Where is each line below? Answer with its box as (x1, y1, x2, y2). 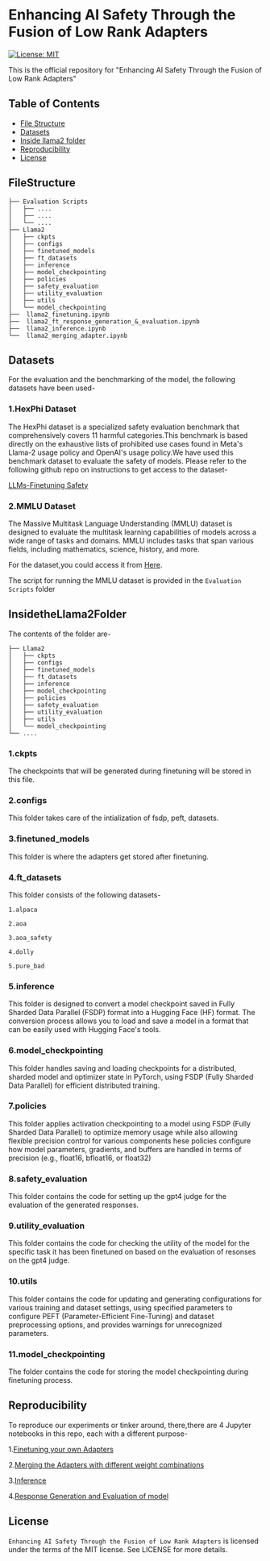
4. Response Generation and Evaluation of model (8, 1491, 169, 1501)
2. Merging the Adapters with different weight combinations (8, 1459, 205, 1469)
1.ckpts (8, 747, 38, 759)
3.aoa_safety (8, 934, 52, 942)
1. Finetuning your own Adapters (8, 1444, 114, 1454)
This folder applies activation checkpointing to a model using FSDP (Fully (8, 1118, 251, 1128)
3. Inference (8, 1476, 47, 1485)
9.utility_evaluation (8, 1220, 85, 1231)
